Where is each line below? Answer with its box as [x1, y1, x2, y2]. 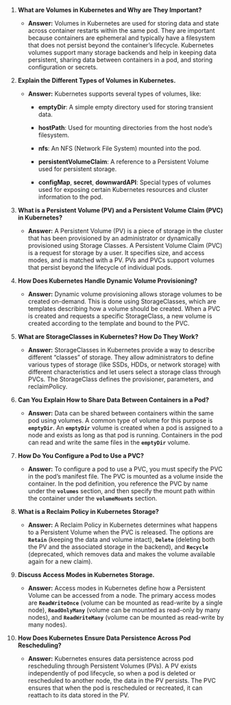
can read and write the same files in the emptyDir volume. [27, 438, 191, 446]
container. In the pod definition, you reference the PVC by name [27, 479, 208, 488]
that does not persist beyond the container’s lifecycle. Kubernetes [27, 41, 215, 49]
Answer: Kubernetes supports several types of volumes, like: [27, 89, 202, 98]
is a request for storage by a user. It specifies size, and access [27, 249, 205, 257]
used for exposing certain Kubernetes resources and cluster [38, 186, 208, 193]
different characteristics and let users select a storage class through [27, 368, 221, 376]
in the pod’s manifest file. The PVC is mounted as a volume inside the [27, 473, 223, 480]
